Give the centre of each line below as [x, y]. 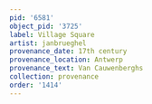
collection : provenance [54, 77]
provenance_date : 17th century [68, 52]
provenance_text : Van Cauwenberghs [76, 69]
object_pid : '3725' [46, 26]
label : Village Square [52, 34]
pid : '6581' [32, 18]
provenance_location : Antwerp [66, 60]
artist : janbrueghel [48, 43]
